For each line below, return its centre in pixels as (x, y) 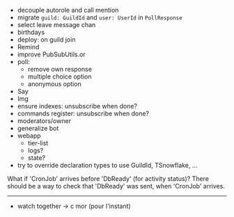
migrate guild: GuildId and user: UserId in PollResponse (100, 17)
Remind (28, 47)
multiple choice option (60, 77)
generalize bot (38, 128)
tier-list (38, 143)
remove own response (60, 69)
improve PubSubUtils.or (51, 54)
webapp (29, 136)
